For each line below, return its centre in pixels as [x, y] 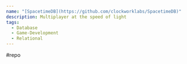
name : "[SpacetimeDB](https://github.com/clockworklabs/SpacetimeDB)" [94, 11]
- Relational [27, 38]
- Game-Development [35, 33]
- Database [25, 28]
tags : [13, 22]
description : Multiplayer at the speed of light [66, 17]
